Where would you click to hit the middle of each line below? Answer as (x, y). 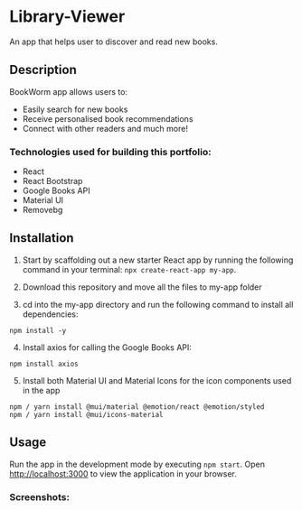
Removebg (42, 210)
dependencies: (50, 314)
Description (43, 70)
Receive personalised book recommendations (108, 118)
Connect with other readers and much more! (105, 128)
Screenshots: (40, 496)
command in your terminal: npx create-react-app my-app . (129, 269)
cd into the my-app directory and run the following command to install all (158, 304)
